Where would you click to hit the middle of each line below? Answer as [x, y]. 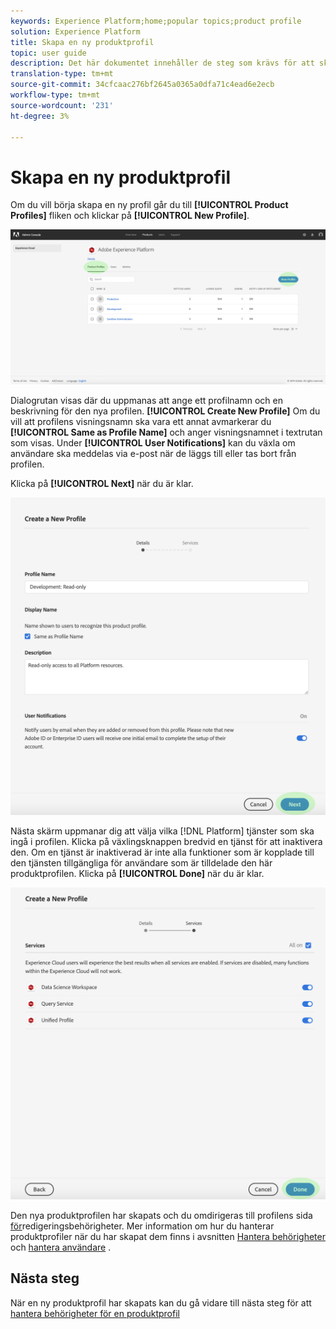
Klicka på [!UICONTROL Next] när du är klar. [102, 484]
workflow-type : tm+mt [55, 95]
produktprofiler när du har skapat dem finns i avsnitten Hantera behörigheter [168, 1236]
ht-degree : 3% [40, 116]
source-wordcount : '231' [62, 105]
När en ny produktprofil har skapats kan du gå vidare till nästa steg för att [161, 1302]
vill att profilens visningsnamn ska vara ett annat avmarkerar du [141, 422]
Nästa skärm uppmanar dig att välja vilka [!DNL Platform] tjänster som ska [162, 831]
